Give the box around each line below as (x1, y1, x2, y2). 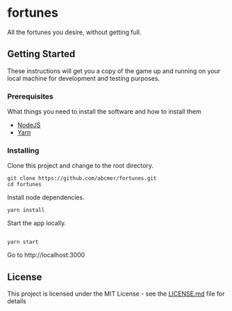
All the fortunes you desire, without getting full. (7, 28, 142, 36)
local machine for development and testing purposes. (7, 74, 160, 82)
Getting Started (7, 48, 76, 60)
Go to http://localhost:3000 (7, 251, 85, 259)
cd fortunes (7, 181, 42, 188)
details (7, 297, 26, 305)
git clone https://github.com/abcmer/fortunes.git (7, 175, 157, 182)
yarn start (7, 238, 39, 245)
